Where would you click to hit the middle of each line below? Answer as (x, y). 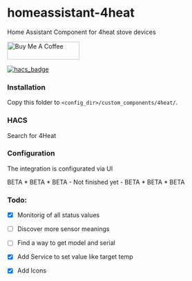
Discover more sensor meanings (63, 229)
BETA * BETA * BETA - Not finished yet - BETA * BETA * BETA (96, 182)
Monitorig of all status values (58, 215)
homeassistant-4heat (71, 13)
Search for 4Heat (32, 135)
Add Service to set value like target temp (75, 257)
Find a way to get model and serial (66, 243)
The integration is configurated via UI (60, 169)
